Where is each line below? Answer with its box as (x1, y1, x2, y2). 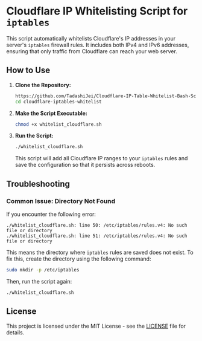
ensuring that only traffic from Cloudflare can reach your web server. (6, 47, 178, 55)
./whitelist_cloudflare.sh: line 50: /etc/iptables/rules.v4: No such (6, 222, 188, 228)
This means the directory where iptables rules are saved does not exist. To (6, 248, 194, 256)
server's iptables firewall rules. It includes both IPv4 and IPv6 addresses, (6, 41, 189, 48)
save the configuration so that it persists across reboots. (14, 161, 156, 169)
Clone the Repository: (14, 81, 71, 88)
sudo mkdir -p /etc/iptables (6, 267, 80, 273)
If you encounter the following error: (6, 210, 96, 218)
